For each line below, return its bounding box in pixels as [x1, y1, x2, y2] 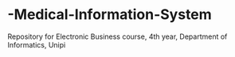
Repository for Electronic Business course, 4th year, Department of [7, 32, 228, 41]
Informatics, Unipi [7, 40, 66, 49]
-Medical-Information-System [7, 6, 212, 24]
